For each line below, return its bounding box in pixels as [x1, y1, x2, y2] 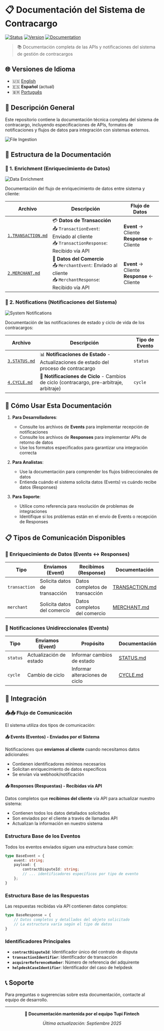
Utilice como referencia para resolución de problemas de [19, 503, 134, 509]
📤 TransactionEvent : [52, 226, 100, 232]
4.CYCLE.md [7, 379, 33, 385]
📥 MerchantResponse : [52, 276, 100, 283]
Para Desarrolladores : [12, 414, 58, 420]
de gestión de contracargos [17, 51, 73, 57]
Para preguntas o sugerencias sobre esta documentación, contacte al [5, 991, 145, 997]
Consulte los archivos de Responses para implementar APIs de [19, 434, 147, 440]
